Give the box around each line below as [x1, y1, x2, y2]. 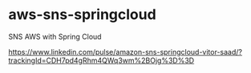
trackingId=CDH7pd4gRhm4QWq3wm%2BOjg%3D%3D [8, 56, 195, 65]
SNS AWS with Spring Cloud [8, 32, 102, 41]
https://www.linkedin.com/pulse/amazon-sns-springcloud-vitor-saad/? [8, 47, 243, 56]
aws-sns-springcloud [8, 6, 156, 24]
